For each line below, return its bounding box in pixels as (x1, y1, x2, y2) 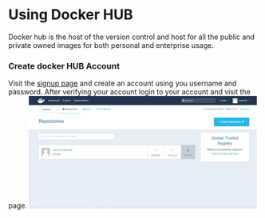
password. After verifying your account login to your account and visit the (8, 87, 251, 97)
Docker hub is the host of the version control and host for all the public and (8, 32, 255, 42)
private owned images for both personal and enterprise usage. (8, 40, 214, 50)
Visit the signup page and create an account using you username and (8, 78, 237, 89)
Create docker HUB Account (8, 60, 120, 71)
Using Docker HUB (8, 6, 133, 24)
